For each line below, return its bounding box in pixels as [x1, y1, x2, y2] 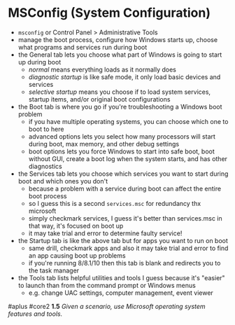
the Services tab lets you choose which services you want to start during [17, 170, 229, 178]
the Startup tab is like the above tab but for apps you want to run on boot [17, 236, 228, 244]
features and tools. [8, 310, 63, 318]
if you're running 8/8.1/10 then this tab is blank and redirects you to [28, 258, 221, 267]
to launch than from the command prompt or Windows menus [17, 281, 197, 289]
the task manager [28, 266, 80, 275]
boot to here [28, 125, 64, 133]
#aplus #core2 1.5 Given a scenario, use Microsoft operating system [8, 302, 206, 310]
